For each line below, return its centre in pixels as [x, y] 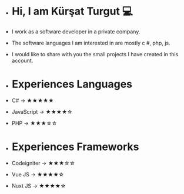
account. [22, 60]
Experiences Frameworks [75, 147]
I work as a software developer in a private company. [76, 31]
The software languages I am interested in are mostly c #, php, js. [91, 43]
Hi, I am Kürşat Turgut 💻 [72, 11]
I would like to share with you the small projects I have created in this [95, 54]
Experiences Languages [72, 84]
